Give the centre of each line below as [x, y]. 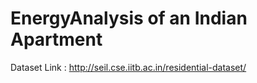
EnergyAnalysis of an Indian [129, 18]
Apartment [56, 39]
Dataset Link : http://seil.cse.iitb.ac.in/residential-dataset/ [128, 67]
